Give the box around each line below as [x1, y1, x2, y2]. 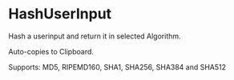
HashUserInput [8, 5, 112, 23]
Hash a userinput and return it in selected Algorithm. [8, 31, 182, 41]
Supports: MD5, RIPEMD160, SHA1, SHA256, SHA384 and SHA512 [8, 62, 227, 72]
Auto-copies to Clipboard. [8, 46, 95, 56]
